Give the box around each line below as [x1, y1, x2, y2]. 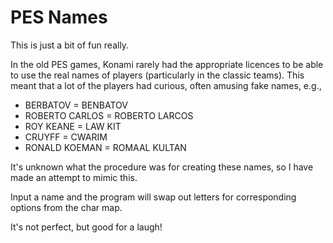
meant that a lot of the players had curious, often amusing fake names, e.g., [10, 79, 322, 91]
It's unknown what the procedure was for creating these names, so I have [10, 161, 314, 173]
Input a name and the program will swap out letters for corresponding [10, 191, 297, 203]
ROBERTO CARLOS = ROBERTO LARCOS [24, 109, 194, 121]
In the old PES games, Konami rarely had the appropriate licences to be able [10, 58, 324, 70]
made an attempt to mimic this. [10, 171, 138, 183]
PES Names [10, 6, 108, 29]
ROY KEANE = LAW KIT [24, 120, 122, 132]
